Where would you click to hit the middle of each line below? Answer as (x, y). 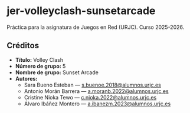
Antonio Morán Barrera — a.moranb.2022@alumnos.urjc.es (96, 91)
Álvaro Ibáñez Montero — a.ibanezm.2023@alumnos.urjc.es (97, 104)
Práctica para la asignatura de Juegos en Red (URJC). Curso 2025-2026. (96, 27)
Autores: (26, 78)
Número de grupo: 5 (40, 66)
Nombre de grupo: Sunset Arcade (57, 72)
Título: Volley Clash (39, 59)
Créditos (23, 46)
